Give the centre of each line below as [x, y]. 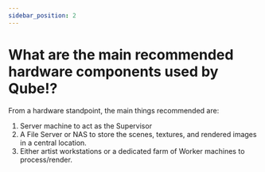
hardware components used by [113, 71]
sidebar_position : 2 [43, 15]
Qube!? [33, 88]
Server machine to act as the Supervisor [86, 126]
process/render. [46, 159]
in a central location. [53, 143]
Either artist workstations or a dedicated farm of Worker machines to [132, 151]
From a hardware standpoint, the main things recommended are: [114, 110]
